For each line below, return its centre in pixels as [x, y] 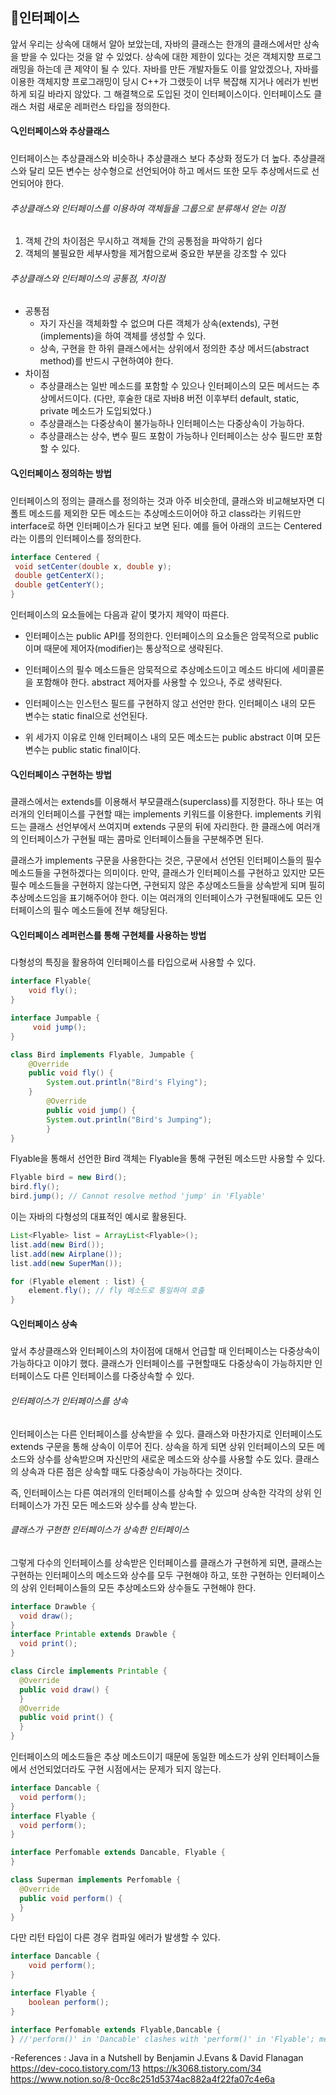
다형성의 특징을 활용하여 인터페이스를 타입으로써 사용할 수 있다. [133, 962]
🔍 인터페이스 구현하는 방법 [61, 774]
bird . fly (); [35, 1187]
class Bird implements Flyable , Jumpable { [102, 1054]
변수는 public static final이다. [83, 749]
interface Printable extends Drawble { [93, 1634]
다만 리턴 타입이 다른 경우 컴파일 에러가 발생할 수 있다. [115, 1937]
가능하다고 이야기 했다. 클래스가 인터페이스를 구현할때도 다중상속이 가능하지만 [161, 1364]
